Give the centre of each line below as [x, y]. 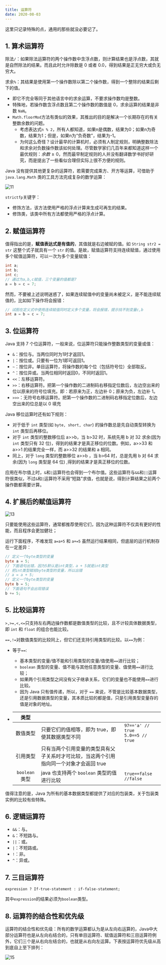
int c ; [12, 275]
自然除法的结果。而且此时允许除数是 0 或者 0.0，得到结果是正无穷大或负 [83, 65]
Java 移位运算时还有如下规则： [37, 414]
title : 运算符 [19, 10]
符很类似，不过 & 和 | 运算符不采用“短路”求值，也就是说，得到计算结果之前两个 [83, 479]
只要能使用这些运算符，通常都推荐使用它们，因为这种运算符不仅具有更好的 [81, 524]
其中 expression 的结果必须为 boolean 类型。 [48, 899]
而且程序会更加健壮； [35, 531]
